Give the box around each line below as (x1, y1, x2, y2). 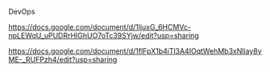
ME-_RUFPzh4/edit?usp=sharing (8, 55, 118, 64)
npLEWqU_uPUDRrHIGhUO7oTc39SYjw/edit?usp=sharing (8, 31, 199, 40)
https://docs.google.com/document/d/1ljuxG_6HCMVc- (8, 22, 192, 31)
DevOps (8, 7, 35, 16)
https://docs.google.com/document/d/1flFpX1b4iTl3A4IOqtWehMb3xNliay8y (8, 46, 262, 55)
